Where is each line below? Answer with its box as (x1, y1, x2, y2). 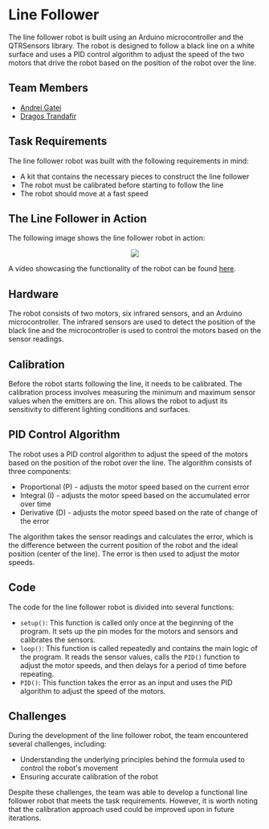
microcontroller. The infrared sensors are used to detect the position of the (8, 317, 256, 327)
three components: (8, 466, 71, 476)
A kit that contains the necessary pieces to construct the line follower (19, 171, 250, 181)
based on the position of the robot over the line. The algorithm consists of (8, 457, 252, 468)
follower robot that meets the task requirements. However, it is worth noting (8, 796, 259, 806)
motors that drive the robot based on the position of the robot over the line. (8, 58, 257, 68)
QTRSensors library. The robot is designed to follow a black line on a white (8, 40, 255, 50)
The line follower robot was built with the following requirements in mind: (8, 155, 249, 166)
